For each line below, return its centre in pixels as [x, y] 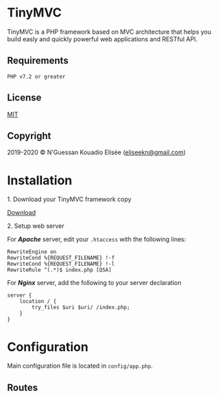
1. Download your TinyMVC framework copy [69, 199]
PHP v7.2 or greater [37, 76]
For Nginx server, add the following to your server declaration [94, 283]
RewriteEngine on [32, 252]
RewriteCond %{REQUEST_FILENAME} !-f [61, 258]
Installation [40, 180]
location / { [38, 302]
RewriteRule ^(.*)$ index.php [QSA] [59, 270]
